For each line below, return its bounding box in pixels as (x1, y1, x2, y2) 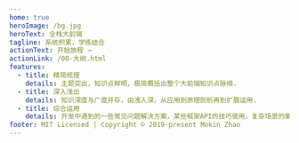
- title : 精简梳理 (17, 71, 80, 80)
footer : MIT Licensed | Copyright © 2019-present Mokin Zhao (9, 121, 241, 130)
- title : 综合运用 (17, 104, 80, 113)
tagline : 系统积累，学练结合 (9, 37, 105, 47)
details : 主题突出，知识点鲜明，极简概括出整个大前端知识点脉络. (25, 79, 238, 88)
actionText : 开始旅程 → (9, 46, 92, 55)
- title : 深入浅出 (17, 87, 80, 96)
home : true (9, 12, 50, 22)
